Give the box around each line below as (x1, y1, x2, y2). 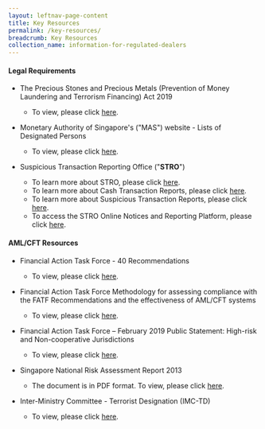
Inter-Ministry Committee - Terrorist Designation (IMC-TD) (19, 396, 211, 406)
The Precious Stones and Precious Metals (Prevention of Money (19, 84, 230, 93)
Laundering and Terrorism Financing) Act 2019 (19, 92, 173, 102)
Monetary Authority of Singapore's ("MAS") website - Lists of (19, 123, 221, 132)
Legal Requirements (8, 65, 76, 76)
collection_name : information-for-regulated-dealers (8, 41, 187, 49)
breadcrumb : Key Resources (8, 33, 98, 42)
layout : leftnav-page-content (8, 11, 109, 20)
